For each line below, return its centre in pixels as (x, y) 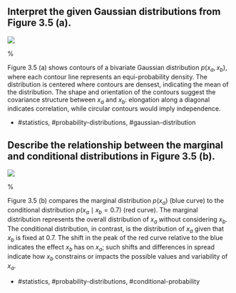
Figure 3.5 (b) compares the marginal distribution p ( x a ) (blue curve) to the (116, 202)
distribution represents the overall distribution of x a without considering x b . (118, 220)
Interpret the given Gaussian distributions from (114, 12)
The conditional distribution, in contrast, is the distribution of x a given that (116, 229)
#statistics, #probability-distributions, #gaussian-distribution (107, 123)
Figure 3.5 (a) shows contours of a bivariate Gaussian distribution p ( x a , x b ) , (118, 68)
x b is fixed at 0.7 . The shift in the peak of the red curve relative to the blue (115, 239)
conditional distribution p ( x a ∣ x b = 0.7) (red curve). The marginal (103, 211)
